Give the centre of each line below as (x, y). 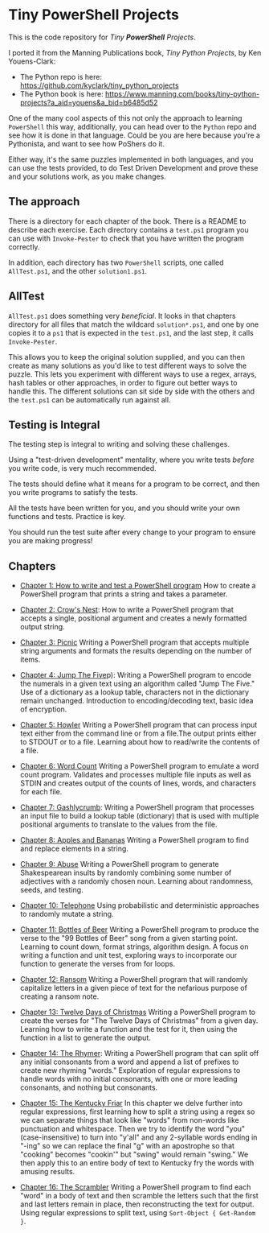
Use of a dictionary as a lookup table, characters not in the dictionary (134, 692)
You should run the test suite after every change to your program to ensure (132, 532)
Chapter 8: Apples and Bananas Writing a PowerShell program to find (134, 840)
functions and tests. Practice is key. (67, 517)
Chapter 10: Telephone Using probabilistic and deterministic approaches (139, 905)
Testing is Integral (54, 425)
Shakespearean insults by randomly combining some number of (126, 873)
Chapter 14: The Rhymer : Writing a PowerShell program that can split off (139, 1054)
